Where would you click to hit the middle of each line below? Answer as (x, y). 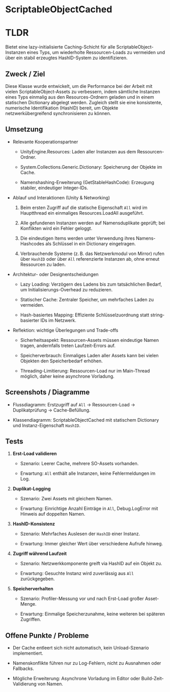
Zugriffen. (31, 619)
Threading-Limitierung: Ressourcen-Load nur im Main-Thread (85, 371)
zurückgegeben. (37, 579)
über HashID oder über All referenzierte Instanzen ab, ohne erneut (90, 259)
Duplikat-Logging (32, 489)
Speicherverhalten (33, 589)
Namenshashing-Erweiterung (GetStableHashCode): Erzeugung (87, 182)
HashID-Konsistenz (34, 524)
